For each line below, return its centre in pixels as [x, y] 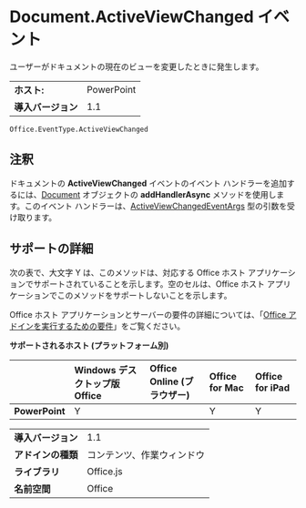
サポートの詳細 [51, 249]
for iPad [272, 388]
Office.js [105, 471]
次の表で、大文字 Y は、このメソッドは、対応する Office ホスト [127, 272]
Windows [95, 370]
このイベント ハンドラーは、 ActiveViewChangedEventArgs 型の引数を [156, 206]
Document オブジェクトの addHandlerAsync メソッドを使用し [159, 194]
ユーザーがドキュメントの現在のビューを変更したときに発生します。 [137, 66]
